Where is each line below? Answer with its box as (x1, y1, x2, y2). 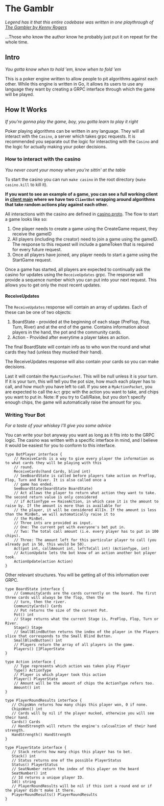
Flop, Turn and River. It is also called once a (5, 478, 106, 483)
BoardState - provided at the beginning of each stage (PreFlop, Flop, (12, 319, 151, 325)
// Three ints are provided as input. (14, 521, 93, 525)
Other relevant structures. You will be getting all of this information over (5, 572, 149, 578)
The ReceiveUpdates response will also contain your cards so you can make (5, 358, 159, 365)
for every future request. (12, 246, 62, 252)
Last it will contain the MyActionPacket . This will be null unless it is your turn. (5, 373, 158, 379)
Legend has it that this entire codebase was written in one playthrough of (5, 19, 154, 25)
